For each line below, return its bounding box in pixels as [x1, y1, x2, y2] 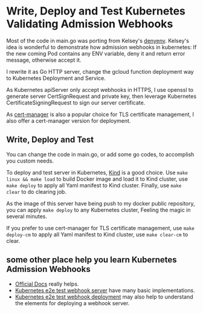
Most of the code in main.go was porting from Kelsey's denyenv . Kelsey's [6, 37, 189, 44]
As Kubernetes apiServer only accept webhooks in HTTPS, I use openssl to [6, 86, 194, 93]
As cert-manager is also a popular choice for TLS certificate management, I [6, 111, 195, 118]
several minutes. [6, 213, 47, 220]
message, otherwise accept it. [6, 56, 82, 63]
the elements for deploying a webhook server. [14, 299, 130, 306]
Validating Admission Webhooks [6, 17, 173, 31]
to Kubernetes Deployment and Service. [6, 74, 106, 82]
